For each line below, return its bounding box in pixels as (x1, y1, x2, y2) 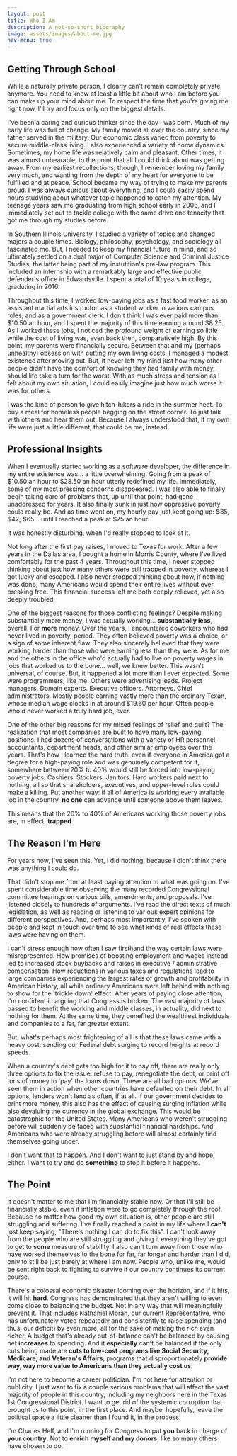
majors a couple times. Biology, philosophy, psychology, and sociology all (7, 237, 221, 245)
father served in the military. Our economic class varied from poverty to (7, 132, 216, 142)
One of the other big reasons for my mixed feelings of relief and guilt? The (7, 720, 224, 728)
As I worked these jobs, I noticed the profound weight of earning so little (7, 326, 218, 334)
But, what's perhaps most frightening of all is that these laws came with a (7, 1032, 221, 1042)
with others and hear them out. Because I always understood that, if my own (7, 415, 230, 424)
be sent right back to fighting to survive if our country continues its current (7, 1265, 226, 1274)
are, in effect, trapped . (7, 816, 74, 825)
